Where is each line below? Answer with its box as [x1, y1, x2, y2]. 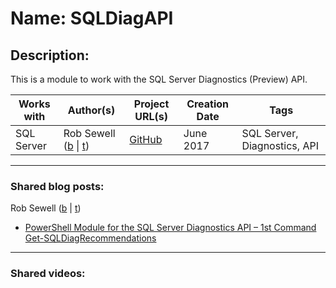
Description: [10, 47, 90, 64]
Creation [186, 97, 230, 111]
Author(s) [67, 103, 116, 117]
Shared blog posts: [10, 179, 105, 193]
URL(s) [134, 110, 168, 123]
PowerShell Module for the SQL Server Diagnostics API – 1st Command [24, 222, 317, 234]
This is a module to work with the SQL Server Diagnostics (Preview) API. [10, 73, 308, 85]
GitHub [129, 133, 163, 146]
